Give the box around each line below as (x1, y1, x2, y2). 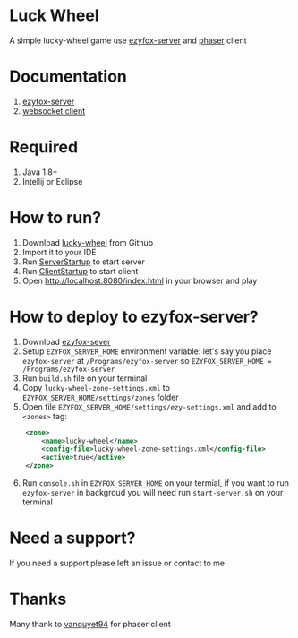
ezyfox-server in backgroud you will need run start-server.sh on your (21, 487, 284, 498)
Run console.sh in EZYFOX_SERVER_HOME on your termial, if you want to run (21, 478, 289, 488)
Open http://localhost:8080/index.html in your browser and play (21, 275, 258, 286)
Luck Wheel (9, 5, 100, 26)
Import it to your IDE (21, 246, 97, 257)
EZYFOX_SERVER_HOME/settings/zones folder (21, 392, 179, 402)
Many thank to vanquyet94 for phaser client (9, 618, 172, 629)
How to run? (9, 208, 101, 228)
